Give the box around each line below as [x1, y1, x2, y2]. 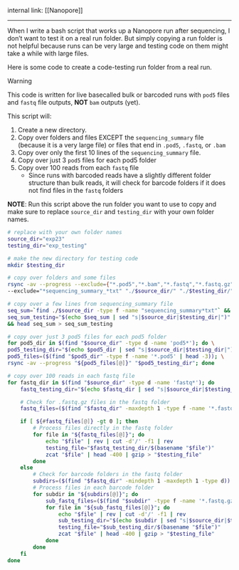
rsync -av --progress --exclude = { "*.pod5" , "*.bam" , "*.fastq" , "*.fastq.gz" [7, 281, 234, 288]
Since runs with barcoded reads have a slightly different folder [28, 171, 211, 179]
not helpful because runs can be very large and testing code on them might [7, 42, 229, 50]
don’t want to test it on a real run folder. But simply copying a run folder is [7, 34, 223, 42]
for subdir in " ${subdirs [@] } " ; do [33, 490, 139, 497]
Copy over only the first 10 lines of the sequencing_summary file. [17, 149, 201, 157]
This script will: [7, 112, 52, 120]
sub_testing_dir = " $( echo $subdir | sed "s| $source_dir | [58, 517, 228, 524]
